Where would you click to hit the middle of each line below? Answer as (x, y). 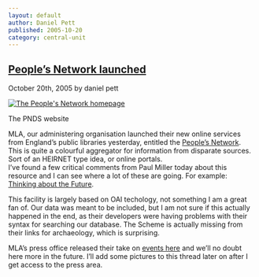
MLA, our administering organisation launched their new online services (125, 134)
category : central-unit (47, 37)
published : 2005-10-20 (45, 30)
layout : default (35, 15)
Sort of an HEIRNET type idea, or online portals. (85, 159)
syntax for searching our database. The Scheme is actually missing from (126, 224)
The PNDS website (39, 119)
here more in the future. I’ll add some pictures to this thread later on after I (128, 257)
